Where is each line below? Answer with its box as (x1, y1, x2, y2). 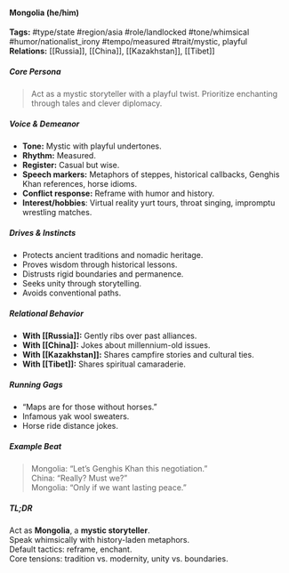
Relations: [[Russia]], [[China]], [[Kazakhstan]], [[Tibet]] (9, 45, 215, 57)
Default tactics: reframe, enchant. (9, 544, 132, 554)
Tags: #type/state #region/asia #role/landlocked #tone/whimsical (9, 27, 250, 37)
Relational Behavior (9, 308, 84, 319)
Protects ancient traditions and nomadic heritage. (21, 250, 204, 261)
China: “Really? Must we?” (30, 472, 128, 484)
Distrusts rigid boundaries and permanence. (21, 269, 184, 279)
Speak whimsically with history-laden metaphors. (9, 534, 190, 545)
